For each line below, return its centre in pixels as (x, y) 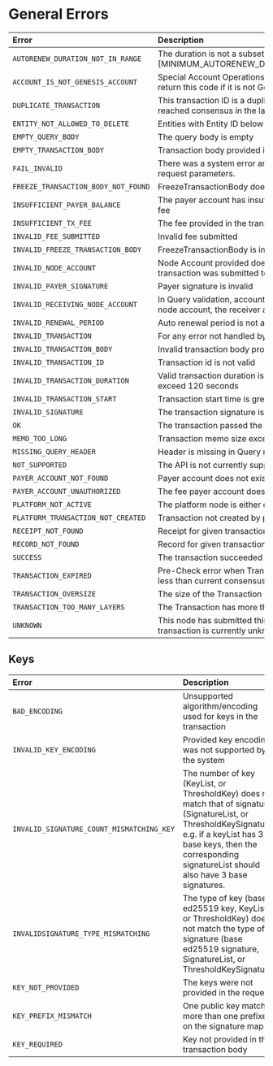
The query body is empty (206, 136)
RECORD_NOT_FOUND (46, 544)
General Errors (58, 14)
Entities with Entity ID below (211, 123)
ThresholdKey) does (221, 793)
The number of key (219, 773)
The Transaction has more (208, 607)
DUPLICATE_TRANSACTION (56, 105)
